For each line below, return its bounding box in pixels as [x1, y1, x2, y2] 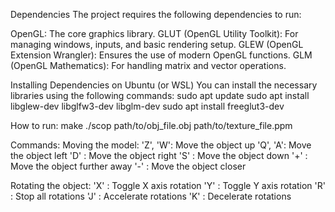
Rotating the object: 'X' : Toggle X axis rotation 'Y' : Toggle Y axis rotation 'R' [10, 180, 326, 191]
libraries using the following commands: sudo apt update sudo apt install [10, 90, 310, 101]
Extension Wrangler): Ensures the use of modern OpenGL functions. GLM [10, 49, 313, 61]
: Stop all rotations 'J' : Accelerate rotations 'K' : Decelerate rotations [10, 190, 292, 202]
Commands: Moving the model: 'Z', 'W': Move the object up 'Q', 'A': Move [10, 139, 312, 151]
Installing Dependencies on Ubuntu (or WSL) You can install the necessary [10, 79, 318, 91]
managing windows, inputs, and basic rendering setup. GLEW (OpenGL [10, 39, 304, 50]
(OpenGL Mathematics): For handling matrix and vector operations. [10, 60, 287, 71]
